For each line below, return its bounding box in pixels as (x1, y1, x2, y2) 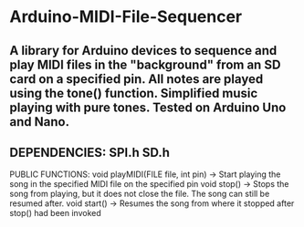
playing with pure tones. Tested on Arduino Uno (9, 99, 287, 115)
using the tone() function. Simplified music (9, 85, 258, 101)
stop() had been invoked (9, 208, 102, 219)
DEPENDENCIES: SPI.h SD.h (9, 144, 171, 160)
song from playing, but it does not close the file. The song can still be (9, 189, 270, 200)
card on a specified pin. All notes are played (9, 71, 264, 87)
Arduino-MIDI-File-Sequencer (9, 6, 243, 27)
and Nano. (9, 114, 70, 129)
